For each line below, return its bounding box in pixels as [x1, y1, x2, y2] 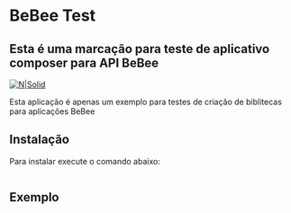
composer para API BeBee [9, 55, 159, 70]
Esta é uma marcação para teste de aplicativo [9, 41, 270, 57]
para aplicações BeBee [9, 106, 95, 117]
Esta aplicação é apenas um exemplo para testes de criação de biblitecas [9, 96, 282, 107]
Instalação [9, 132, 70, 147]
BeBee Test [9, 5, 96, 26]
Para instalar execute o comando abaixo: [9, 155, 160, 166]
